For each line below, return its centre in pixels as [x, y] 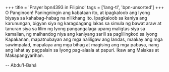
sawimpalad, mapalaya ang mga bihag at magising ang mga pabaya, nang [82, 45]
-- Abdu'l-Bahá [21, 65]
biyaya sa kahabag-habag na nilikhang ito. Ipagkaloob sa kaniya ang [76, 18]
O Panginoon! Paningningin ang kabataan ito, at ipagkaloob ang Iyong [78, 13]
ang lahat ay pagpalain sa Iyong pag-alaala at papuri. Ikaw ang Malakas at [82, 50]
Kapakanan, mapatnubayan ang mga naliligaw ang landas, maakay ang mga [84, 39]
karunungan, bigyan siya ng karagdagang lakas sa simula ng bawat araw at [83, 23]
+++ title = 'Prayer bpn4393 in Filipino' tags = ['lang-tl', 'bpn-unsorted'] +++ [85, 7]
